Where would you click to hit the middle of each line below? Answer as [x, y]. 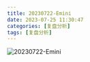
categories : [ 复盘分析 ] [39, 26]
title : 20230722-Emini [39, 13]
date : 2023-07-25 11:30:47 [45, 20]
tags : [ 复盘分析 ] [30, 32]
